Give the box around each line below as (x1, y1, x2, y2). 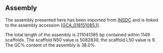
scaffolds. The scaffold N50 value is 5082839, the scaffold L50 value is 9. (5, 37, 156, 43)
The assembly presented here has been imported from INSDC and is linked (5, 17, 159, 23)
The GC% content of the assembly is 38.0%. (5, 42, 97, 48)
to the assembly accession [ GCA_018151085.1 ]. (5, 22, 101, 28)
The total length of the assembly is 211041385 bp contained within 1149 (5, 31, 150, 37)
